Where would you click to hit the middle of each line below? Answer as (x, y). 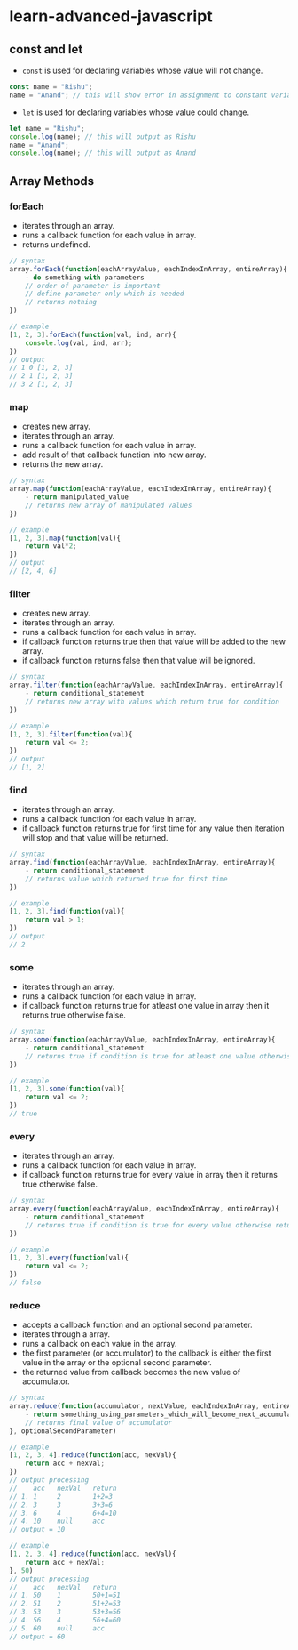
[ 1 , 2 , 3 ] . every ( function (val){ (69, 1258)
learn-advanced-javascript (111, 16)
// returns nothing (61, 302)
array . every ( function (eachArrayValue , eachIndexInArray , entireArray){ (144, 1209)
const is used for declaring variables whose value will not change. (142, 70)
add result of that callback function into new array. (114, 455)
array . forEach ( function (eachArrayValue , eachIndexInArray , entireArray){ (149, 269)
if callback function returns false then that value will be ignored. (138, 661)
